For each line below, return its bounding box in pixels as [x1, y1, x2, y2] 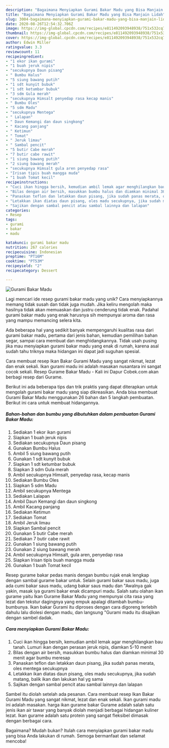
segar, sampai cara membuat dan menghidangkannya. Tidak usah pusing [6, 337, 157, 343]
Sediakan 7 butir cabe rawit [13, 535, 70, 541]
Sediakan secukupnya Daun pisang [13, 440, 86, 446]
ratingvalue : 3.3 [6, 45, 42, 50]
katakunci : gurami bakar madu [6, 240, 69, 245]
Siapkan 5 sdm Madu [13, 482, 57, 488]
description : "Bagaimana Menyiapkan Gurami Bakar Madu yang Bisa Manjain [6, 7, 163, 13]
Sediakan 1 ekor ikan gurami [13, 429, 72, 435]
